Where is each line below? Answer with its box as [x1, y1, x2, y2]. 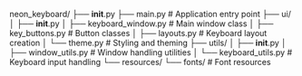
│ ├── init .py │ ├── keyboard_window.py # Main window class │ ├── [9, 18, 274, 29]
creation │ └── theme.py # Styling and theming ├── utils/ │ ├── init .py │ [9, 37, 287, 48]
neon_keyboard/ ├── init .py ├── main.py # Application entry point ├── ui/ [9, 9, 292, 19]
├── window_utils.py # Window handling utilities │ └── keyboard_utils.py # [9, 47, 293, 58]
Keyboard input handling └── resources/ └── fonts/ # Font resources [9, 57, 271, 67]
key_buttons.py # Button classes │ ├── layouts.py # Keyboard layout [9, 28, 268, 38]
